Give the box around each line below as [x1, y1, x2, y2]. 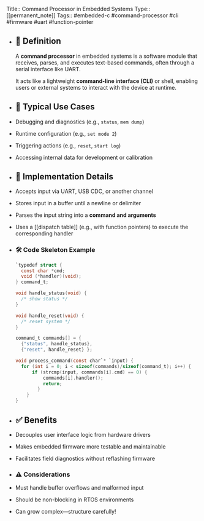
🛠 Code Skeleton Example [15, 246, 96, 254]
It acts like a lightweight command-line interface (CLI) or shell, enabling [15, 77, 198, 85]
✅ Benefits [15, 415, 58, 425]
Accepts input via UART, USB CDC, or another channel [15, 187, 154, 195]
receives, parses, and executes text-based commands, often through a [15, 58, 195, 66]
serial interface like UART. [15, 65, 81, 72]
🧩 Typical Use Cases [15, 101, 95, 112]
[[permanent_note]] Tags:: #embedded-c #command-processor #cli [6, 12, 179, 19]
